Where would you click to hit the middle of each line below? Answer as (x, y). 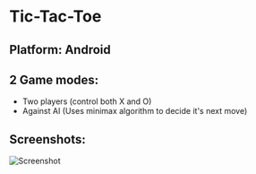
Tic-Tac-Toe (55, 17)
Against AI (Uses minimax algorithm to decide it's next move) (135, 111)
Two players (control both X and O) (87, 101)
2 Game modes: (54, 79)
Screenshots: (48, 139)
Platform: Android (60, 50)
